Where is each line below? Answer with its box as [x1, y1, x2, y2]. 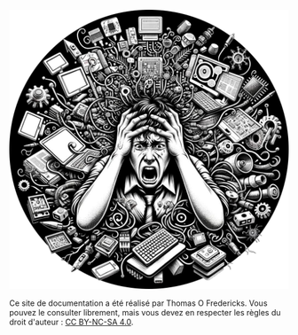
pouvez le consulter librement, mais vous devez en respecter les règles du [9, 308, 281, 317]
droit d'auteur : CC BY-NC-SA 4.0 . [9, 316, 134, 327]
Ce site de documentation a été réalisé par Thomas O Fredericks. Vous [9, 298, 268, 308]
